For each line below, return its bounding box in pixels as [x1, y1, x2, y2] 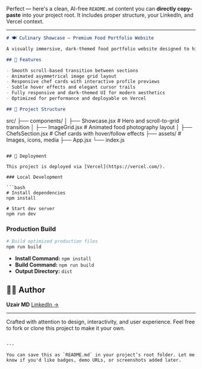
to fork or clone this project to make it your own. [6, 324, 126, 332]
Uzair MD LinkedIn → [6, 301, 59, 308]
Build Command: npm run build [14, 261, 94, 268]
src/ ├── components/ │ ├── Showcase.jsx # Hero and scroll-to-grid [6, 117, 179, 124]
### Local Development [6, 174, 63, 180]
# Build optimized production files [6, 238, 98, 245]
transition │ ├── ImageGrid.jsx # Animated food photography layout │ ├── [6, 123, 192, 131]
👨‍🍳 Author [6, 285, 46, 295]
